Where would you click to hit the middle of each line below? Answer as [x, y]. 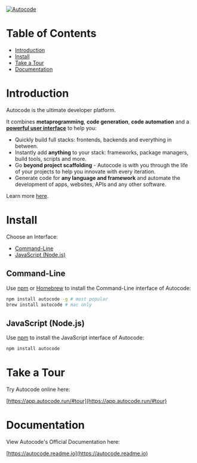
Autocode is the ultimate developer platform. [61, 110]
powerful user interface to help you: [51, 128]
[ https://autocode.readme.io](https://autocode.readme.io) [77, 453]
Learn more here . [27, 196]
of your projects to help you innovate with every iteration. [85, 172]
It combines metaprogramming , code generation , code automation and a [98, 121]
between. [27, 146]
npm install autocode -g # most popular [57, 299]
